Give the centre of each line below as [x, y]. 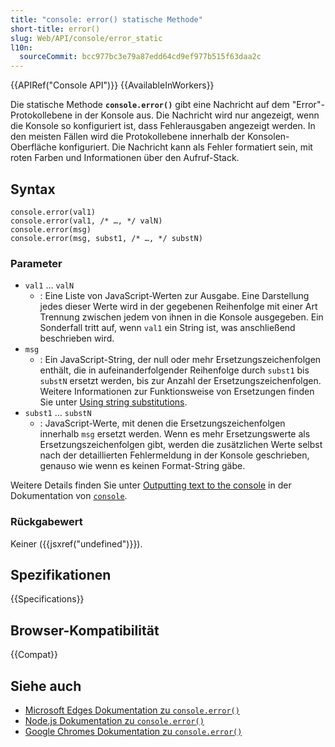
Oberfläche [33, 147]
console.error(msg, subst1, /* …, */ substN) [106, 238]
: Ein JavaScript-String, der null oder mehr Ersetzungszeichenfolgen [180, 360]
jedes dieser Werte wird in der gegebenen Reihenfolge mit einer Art [178, 307]
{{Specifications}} [47, 599]
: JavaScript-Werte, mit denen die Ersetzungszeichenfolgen [162, 423]
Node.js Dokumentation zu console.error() [114, 720]
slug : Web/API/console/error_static [86, 38]
